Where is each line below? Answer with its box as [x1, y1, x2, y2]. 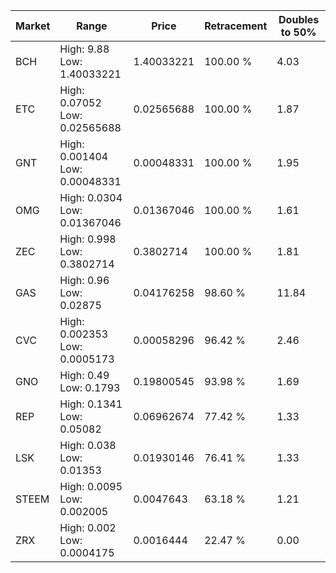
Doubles [278, 13, 320, 26]
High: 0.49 [59, 369, 110, 382]
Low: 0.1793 [59, 381, 121, 394]
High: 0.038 [59, 439, 117, 452]
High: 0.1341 [59, 397, 123, 411]
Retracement [204, 19, 268, 33]
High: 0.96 [59, 274, 110, 287]
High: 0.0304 [59, 191, 123, 204]
